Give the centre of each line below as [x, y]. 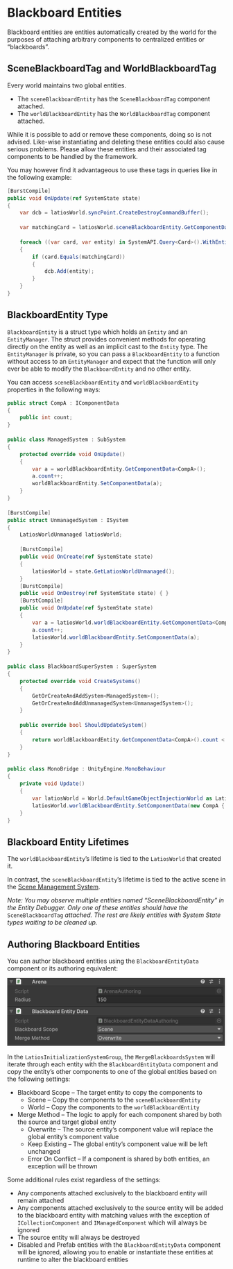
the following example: [40, 177]
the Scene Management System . [54, 887]
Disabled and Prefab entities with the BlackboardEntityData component [119, 1245]
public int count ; [46, 418]
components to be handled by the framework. [72, 156]
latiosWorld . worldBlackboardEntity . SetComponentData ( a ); [116, 637]
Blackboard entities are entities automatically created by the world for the [112, 32]
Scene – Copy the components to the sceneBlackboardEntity [114, 1100]
